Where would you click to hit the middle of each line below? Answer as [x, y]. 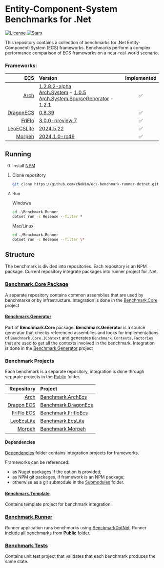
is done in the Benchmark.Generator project [49, 348]
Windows [21, 203]
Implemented [141, 78]
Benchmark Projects [30, 361]
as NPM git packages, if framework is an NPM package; [68, 477]
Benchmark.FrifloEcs [64, 413]
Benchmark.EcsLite [62, 421]
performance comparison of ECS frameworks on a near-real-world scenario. [82, 53]
